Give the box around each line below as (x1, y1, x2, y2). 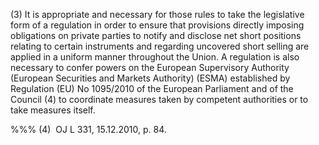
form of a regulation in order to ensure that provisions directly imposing (10, 19, 305, 31)
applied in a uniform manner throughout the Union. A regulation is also (10, 51, 300, 63)
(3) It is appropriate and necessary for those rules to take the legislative (10, 9, 305, 20)
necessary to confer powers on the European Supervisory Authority (10, 62, 290, 73)
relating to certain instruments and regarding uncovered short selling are (10, 40, 310, 52)
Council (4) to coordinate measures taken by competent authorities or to (10, 94, 309, 105)
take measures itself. (10, 104, 96, 116)
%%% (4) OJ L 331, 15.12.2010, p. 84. (10, 124, 167, 135)
